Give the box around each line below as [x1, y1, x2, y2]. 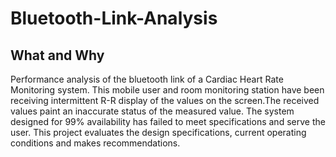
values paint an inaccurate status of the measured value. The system [10, 105, 295, 117]
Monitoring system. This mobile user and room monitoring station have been [10, 84, 325, 96]
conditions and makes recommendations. [10, 137, 181, 149]
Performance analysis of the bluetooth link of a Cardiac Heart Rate [10, 73, 284, 85]
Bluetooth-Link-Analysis [10, 7, 218, 30]
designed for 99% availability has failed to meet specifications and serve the [10, 116, 326, 127]
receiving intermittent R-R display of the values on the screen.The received [10, 95, 320, 106]
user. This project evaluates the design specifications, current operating [10, 127, 307, 138]
